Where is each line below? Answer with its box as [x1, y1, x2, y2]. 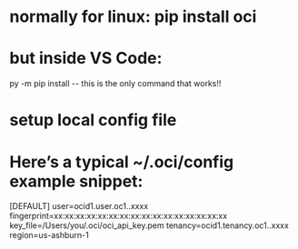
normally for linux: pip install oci [9, 6, 257, 27]
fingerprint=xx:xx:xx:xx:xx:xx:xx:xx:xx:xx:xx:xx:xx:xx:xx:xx [9, 211, 228, 222]
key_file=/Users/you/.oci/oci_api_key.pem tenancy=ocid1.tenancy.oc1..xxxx [9, 220, 289, 231]
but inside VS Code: [9, 48, 163, 69]
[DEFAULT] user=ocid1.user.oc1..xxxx [9, 201, 149, 212]
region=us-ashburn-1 [9, 230, 89, 241]
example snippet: [9, 171, 144, 192]
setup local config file [9, 110, 177, 131]
